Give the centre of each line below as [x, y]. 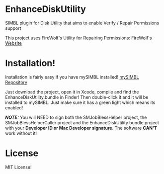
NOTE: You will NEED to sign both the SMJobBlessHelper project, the [76, 117]
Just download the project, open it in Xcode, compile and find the [72, 92]
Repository [16, 82]
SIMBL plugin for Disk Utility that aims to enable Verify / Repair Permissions [82, 23]
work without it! [21, 133]
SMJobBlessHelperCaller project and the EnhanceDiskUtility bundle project [82, 122]
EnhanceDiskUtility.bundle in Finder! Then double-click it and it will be [77, 97]
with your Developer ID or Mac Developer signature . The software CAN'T [81, 128]
